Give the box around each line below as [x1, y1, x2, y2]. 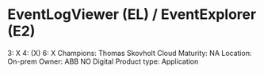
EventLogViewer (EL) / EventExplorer [7, 6, 257, 24]
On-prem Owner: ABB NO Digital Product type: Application [7, 57, 199, 66]
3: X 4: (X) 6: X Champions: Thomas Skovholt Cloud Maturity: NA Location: [7, 48, 252, 57]
